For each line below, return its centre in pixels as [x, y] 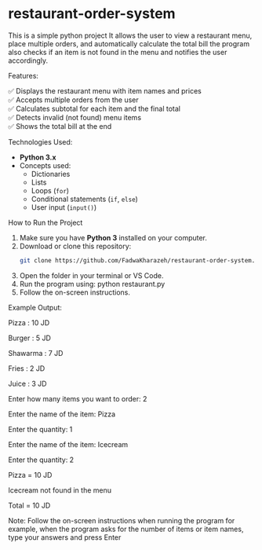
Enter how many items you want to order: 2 [78, 398]
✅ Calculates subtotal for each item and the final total [94, 108]
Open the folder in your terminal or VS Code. [91, 275]
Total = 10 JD [29, 505]
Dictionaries [51, 174]
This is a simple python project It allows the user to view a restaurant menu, [130, 35]
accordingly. [28, 60]
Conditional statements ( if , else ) [85, 199]
